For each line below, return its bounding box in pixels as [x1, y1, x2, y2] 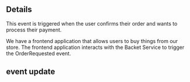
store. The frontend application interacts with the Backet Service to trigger [6, 44, 185, 51]
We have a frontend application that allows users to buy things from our [6, 37, 178, 44]
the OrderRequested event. [6, 49, 71, 57]
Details [6, 5, 32, 15]
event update [6, 67, 55, 77]
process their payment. [6, 26, 62, 33]
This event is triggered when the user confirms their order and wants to [6, 20, 178, 27]
